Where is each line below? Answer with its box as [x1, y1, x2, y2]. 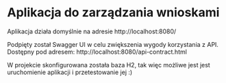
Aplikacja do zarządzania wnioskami [7, 5, 220, 20]
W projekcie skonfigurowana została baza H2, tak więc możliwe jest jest [7, 61, 210, 69]
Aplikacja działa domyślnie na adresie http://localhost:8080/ [7, 27, 177, 35]
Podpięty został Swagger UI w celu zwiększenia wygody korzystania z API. [7, 40, 219, 48]
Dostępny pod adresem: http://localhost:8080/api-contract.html [7, 48, 187, 56]
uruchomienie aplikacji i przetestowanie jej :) [7, 68, 133, 76]
